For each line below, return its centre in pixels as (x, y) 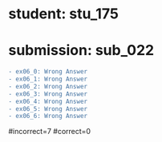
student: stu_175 (63, 14)
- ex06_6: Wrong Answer (48, 116)
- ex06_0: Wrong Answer (48, 72)
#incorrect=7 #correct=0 (49, 132)
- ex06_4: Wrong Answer (48, 101)
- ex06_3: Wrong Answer (48, 94)
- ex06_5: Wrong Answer (48, 108)
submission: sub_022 (81, 51)
